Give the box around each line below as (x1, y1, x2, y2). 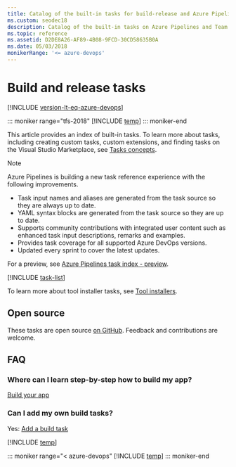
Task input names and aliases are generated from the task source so (17, 193, 216, 202)
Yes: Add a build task (7, 424, 69, 433)
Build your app (7, 391, 50, 399)
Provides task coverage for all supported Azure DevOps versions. (17, 238, 207, 247)
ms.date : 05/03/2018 (7, 43, 68, 50)
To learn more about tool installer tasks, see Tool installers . (7, 286, 178, 295)
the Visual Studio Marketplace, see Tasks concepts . (7, 145, 157, 153)
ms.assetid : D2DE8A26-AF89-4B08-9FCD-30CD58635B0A (7, 37, 159, 44)
